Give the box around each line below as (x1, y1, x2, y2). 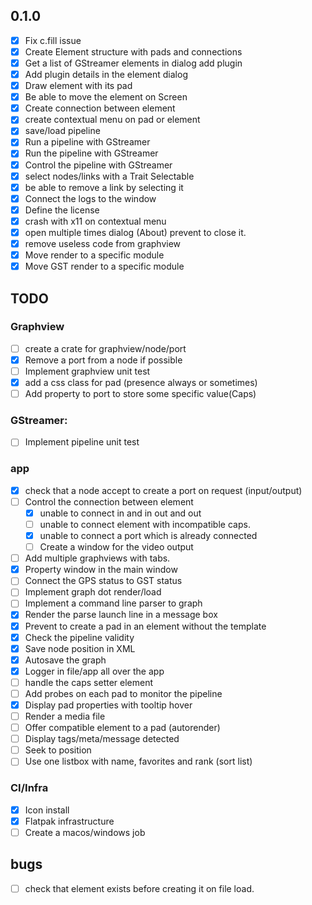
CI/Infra (10, 781, 49, 795)
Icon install (24, 804, 70, 816)
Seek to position (24, 744, 92, 756)
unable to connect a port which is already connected (39, 530, 258, 542)
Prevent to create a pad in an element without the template (24, 620, 267, 632)
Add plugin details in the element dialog (24, 69, 188, 80)
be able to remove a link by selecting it (24, 181, 184, 193)
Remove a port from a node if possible (24, 354, 183, 366)
